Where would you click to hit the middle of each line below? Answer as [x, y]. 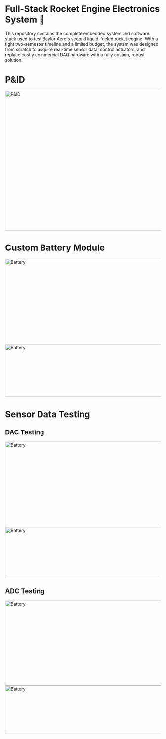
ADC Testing [25, 591]
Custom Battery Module [55, 248]
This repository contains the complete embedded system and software [77, 33]
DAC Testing [25, 432]
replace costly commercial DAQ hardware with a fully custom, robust [75, 54]
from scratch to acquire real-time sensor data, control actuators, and [75, 49]
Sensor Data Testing [48, 414]
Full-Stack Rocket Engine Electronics [82, 9]
